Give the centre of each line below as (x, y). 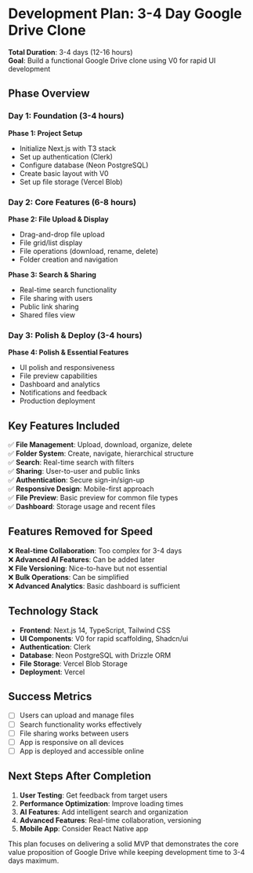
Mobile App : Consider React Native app (84, 828)
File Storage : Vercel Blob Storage (73, 663)
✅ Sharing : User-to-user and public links (74, 471)
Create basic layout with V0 (64, 173)
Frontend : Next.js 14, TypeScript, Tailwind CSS (95, 630)
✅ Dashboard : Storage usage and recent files (82, 507)
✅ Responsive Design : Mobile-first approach (81, 489)
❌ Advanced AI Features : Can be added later (81, 559)
